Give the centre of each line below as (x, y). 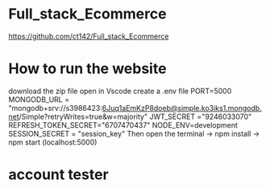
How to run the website (87, 69)
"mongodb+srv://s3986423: (56, 108)
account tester (58, 175)
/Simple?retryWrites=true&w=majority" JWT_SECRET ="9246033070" (135, 116)
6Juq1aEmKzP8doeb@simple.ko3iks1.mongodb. (182, 108)
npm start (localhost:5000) (53, 142)
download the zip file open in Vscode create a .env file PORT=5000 (120, 91)
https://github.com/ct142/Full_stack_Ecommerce (89, 36)
